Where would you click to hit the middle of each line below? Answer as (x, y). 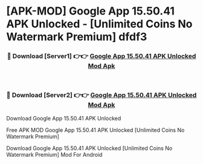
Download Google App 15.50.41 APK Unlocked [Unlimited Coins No (89, 148)
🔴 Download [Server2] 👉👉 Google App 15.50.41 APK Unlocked (101, 95)
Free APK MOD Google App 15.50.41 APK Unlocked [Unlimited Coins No (95, 130)
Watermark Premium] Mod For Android (54, 154)
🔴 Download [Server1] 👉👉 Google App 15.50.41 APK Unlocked (101, 56)
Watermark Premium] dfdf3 (77, 37)
